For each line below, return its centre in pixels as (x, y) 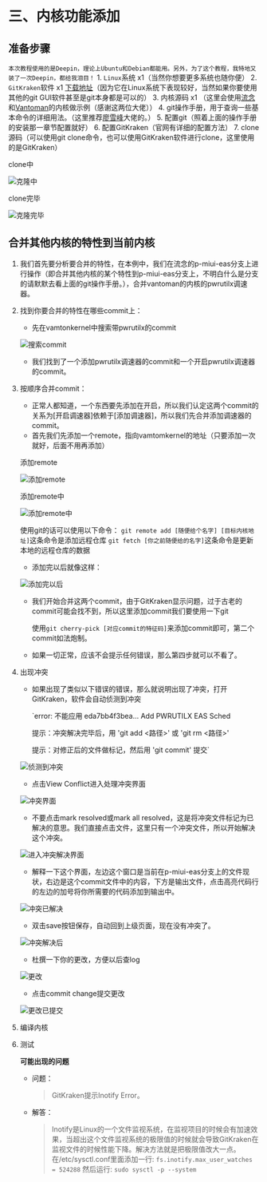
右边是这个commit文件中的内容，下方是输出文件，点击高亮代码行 (152, 881)
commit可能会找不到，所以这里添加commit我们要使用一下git (130, 611)
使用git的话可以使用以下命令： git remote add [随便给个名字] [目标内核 (134, 530)
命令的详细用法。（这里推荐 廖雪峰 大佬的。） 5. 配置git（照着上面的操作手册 (136, 117)
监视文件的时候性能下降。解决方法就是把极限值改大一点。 (146, 1149)
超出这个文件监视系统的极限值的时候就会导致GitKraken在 (166, 1139)
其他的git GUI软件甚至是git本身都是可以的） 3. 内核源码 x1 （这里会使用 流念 (132, 97)
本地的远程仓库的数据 (55, 550)
